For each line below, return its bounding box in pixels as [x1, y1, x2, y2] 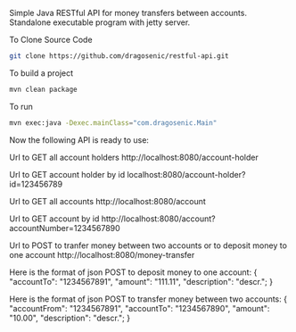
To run [9, 101, 34, 112]
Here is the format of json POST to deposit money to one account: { [9, 267, 258, 278]
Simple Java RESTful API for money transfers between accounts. [9, 8, 248, 18]
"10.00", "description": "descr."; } [9, 312, 131, 323]
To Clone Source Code [9, 35, 93, 45]
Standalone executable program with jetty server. [9, 17, 191, 28]
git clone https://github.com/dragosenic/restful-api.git [9, 52, 229, 61]
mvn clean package [9, 85, 78, 94]
